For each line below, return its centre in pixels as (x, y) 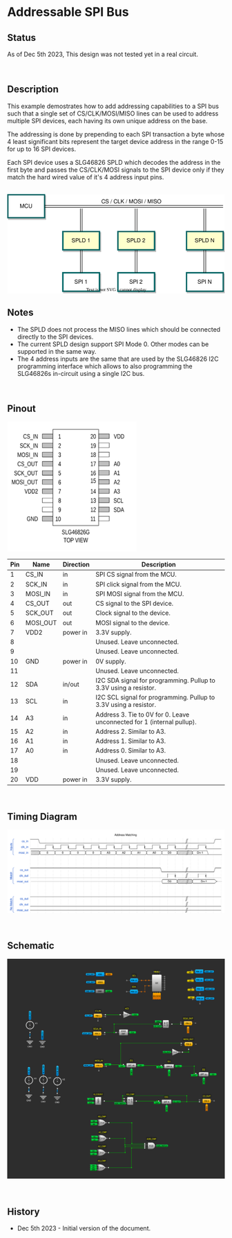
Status (22, 38)
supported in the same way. (57, 351)
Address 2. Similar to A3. (131, 731)
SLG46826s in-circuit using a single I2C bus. (81, 373)
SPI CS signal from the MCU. (136, 575)
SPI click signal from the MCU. (138, 584)
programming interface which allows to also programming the (105, 366)
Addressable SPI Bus (68, 12)
